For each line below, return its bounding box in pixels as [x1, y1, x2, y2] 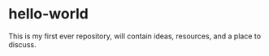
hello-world [8, 5, 89, 23]
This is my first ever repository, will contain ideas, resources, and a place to [8, 31, 262, 41]
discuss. [8, 39, 37, 49]
